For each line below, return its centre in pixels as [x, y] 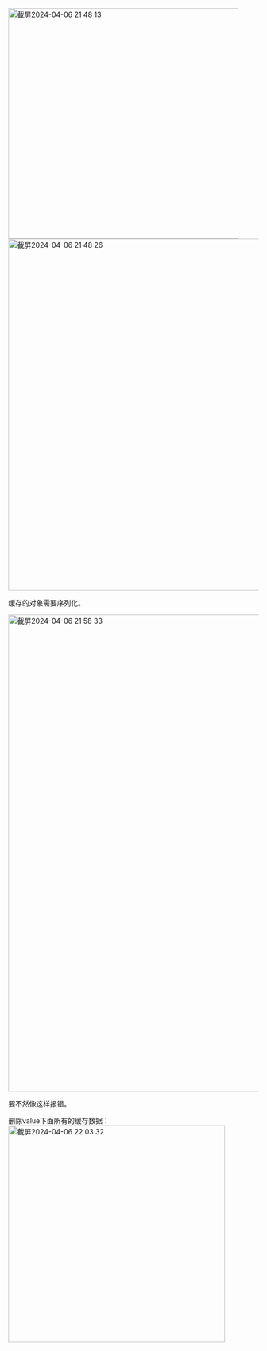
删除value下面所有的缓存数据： [59, 1121]
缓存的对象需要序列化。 [46, 603]
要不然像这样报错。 [40, 1104]
